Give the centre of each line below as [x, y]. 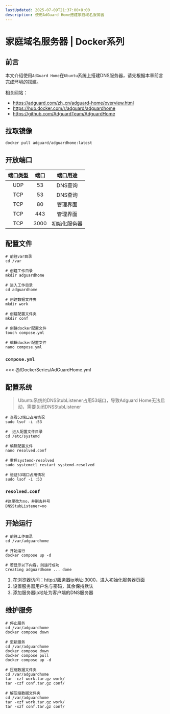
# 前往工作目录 [19, 536]
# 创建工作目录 [19, 271]
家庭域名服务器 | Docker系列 [65, 42]
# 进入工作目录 [19, 285]
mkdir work [17, 304]
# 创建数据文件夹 [21, 299]
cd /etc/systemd [22, 436]
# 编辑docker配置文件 [26, 343]
